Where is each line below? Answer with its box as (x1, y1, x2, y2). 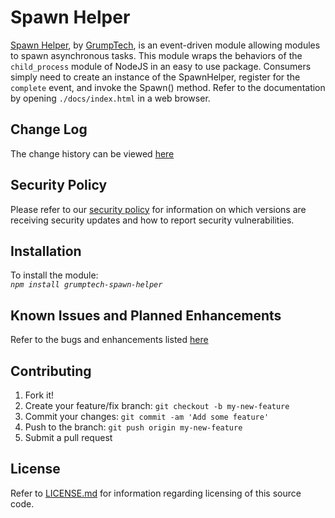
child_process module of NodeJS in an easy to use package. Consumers (10, 60, 312, 72)
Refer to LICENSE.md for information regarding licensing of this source (10, 487, 302, 499)
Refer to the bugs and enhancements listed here (10, 334, 209, 346)
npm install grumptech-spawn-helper (10, 280, 163, 290)
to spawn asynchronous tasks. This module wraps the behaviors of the (10, 49, 303, 61)
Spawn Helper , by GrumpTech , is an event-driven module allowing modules (10, 39, 321, 51)
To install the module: (10, 269, 99, 281)
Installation (10, 242, 82, 260)
